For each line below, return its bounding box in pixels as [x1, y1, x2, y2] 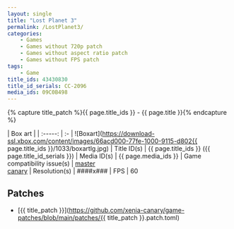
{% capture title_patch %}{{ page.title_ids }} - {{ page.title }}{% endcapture [7, 109, 228, 117]
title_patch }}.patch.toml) [107, 213, 180, 222]
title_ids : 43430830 [7, 75, 69, 83]
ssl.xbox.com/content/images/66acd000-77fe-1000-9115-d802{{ [7, 137, 198, 145]
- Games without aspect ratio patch [20, 50, 129, 57]
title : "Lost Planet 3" [7, 17, 78, 24]
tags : [7, 63, 23, 70]
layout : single [7, 10, 52, 18]
